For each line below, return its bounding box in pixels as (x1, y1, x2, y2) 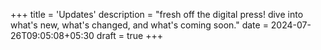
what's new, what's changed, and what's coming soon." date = (10, 19, 269, 31)
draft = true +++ (96, 30, 163, 41)
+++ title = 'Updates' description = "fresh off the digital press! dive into (10, 9, 304, 20)
